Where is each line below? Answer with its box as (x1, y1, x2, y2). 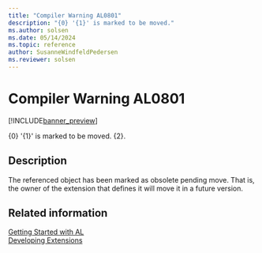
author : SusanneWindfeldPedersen (8, 48, 118, 56)
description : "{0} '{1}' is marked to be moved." (8, 19, 175, 27)
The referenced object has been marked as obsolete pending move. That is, (8, 175, 255, 184)
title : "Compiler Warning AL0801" (8, 11, 122, 20)
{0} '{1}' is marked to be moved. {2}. (8, 131, 126, 141)
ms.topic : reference (8, 41, 77, 49)
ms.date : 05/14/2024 (8, 33, 77, 42)
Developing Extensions (8, 236, 83, 245)
